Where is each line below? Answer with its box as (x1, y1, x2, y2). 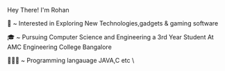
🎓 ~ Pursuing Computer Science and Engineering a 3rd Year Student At (7, 33, 214, 41)
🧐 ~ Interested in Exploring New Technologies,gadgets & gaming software (7, 19, 219, 27)
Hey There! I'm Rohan (7, 6, 69, 14)
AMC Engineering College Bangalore (7, 43, 112, 51)
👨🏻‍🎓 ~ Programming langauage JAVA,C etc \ (7, 57, 135, 64)
